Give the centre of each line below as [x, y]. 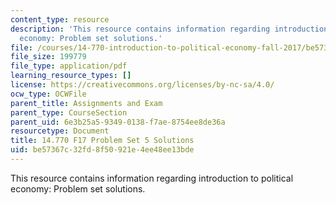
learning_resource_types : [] [71, 76]
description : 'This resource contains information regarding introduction [169, 29]
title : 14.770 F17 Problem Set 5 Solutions [102, 141]
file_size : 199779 [48, 57]
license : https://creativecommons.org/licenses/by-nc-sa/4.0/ [142, 85]
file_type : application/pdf [69, 66]
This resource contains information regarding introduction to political [152, 178]
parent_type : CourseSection [69, 112]
